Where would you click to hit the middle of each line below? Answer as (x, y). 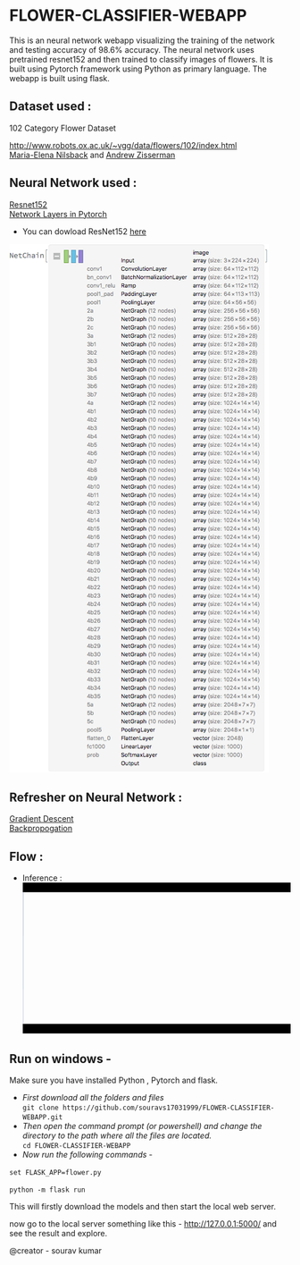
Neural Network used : (73, 183)
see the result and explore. (58, 1234)
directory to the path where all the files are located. (117, 1135)
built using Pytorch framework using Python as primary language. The (138, 69)
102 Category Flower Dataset (62, 128)
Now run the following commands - (87, 1155)
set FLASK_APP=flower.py (55, 1173)
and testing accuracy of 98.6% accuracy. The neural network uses (132, 49)
